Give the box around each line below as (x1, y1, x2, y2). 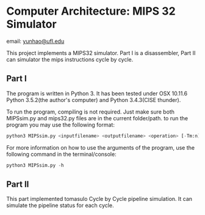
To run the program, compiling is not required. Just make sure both (6, 108, 175, 115)
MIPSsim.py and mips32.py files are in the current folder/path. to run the (6, 114, 188, 122)
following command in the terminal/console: (6, 150, 117, 158)
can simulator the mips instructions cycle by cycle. (6, 56, 134, 63)
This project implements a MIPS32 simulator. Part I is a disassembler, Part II (6, 49, 196, 56)
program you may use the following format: (6, 121, 115, 128)
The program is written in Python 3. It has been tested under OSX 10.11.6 (6, 90, 188, 97)
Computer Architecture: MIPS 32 (6, 4, 176, 18)
